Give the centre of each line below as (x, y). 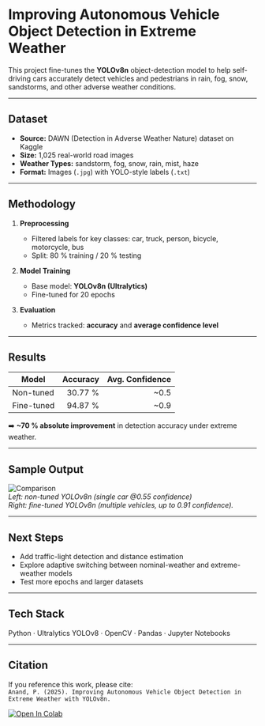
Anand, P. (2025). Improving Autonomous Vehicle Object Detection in (125, 692)
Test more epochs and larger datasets (81, 582)
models (60, 573)
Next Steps (36, 537)
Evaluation (37, 309)
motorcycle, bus (58, 247)
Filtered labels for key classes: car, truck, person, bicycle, (125, 238)
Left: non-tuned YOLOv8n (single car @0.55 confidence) (100, 497)
